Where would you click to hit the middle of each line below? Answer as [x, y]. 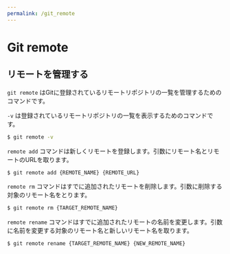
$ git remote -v [30, 137]
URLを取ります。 [49, 159]
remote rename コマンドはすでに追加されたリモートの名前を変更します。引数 [115, 222]
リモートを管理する [48, 74]
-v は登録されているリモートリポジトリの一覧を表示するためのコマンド [107, 115]
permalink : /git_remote [41, 13]
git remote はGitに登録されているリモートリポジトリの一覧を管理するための [114, 92]
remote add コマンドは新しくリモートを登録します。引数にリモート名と [107, 151]
